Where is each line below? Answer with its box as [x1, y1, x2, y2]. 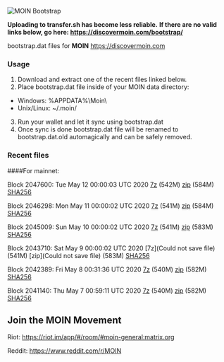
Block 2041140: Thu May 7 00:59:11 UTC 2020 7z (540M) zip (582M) [7, 286, 206, 295]
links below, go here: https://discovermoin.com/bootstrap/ [7, 28, 183, 36]
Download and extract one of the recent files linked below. [17, 75, 187, 84]
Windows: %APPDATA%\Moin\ [17, 96, 107, 105]
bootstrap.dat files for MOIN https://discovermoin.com [7, 42, 166, 49]
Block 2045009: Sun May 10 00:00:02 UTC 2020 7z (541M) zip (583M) [7, 223, 213, 231]
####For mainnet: [7, 166, 60, 175]
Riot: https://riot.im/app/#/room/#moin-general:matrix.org [7, 333, 175, 341]
